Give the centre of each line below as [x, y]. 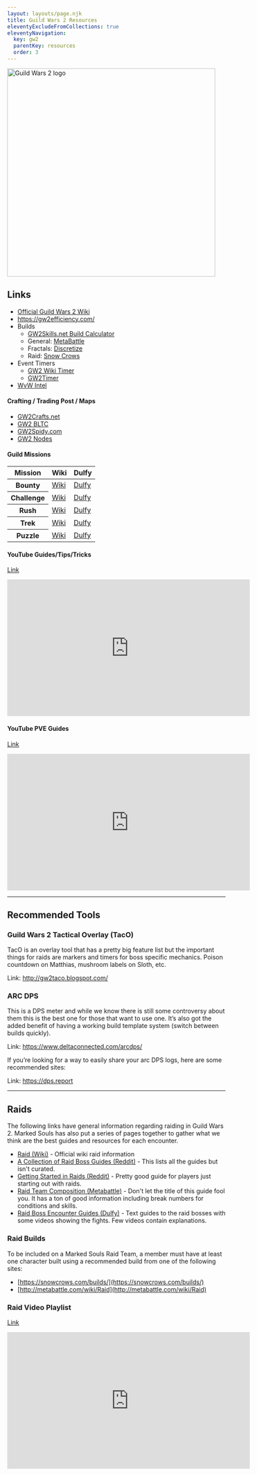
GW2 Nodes [35, 439]
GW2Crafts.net [38, 416]
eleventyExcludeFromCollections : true [63, 26]
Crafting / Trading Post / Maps [51, 401]
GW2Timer [43, 378]
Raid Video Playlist [39, 1307]
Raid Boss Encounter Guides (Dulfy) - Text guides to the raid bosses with [121, 1213]
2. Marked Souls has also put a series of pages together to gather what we [114, 1133]
